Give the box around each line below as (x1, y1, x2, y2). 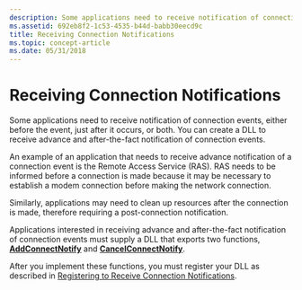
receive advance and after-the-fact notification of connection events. (9, 134, 266, 145)
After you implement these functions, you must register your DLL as (9, 261, 261, 272)
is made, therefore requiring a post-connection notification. (9, 207, 229, 218)
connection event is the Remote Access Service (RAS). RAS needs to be (9, 161, 276, 171)
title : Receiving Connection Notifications (9, 30, 175, 39)
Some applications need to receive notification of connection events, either (9, 115, 288, 126)
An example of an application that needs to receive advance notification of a (9, 152, 292, 163)
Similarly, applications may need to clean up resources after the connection (9, 198, 289, 208)
